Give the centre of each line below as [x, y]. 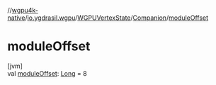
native [16, 18]
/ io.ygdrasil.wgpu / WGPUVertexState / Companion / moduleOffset [116, 18]
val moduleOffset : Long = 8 [47, 73]
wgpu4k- [25, 10]
